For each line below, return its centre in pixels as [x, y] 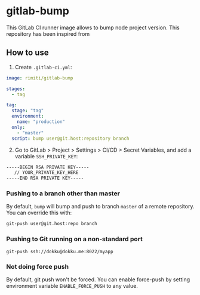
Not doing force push [38, 266]
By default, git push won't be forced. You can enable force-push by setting [98, 279]
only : [19, 127]
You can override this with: [39, 213]
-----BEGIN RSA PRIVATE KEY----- [48, 167]
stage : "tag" [28, 111]
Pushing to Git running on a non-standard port [75, 239]
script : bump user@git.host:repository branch [70, 139]
